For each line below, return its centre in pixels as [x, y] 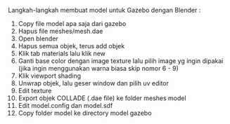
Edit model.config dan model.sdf [65, 105]
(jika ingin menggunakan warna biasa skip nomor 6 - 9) [98, 68]
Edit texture [35, 91]
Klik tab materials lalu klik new [62, 53]
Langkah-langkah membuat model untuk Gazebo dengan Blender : [104, 10]
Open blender [38, 39]
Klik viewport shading [50, 76]
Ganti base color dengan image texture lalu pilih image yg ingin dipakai [121, 61]
